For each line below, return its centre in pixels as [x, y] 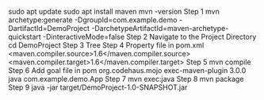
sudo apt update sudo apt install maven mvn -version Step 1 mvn [114, 12]
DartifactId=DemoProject [49, 28]
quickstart [25, 37]
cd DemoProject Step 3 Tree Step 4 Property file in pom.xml [106, 45]
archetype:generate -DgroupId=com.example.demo [93, 20]
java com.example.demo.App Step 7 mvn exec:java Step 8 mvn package [126, 79]
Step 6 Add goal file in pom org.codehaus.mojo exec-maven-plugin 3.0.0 [127, 70]
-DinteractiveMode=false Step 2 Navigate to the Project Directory [149, 37]
